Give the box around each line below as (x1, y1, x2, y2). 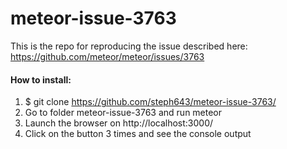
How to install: (10, 73, 72, 86)
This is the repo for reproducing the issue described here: (10, 40, 248, 52)
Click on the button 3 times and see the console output (24, 128, 252, 140)
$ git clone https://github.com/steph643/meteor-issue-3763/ (24, 96, 277, 108)
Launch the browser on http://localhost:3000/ (24, 117, 214, 129)
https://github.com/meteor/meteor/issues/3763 (10, 50, 205, 62)
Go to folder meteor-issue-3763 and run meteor (24, 107, 223, 119)
